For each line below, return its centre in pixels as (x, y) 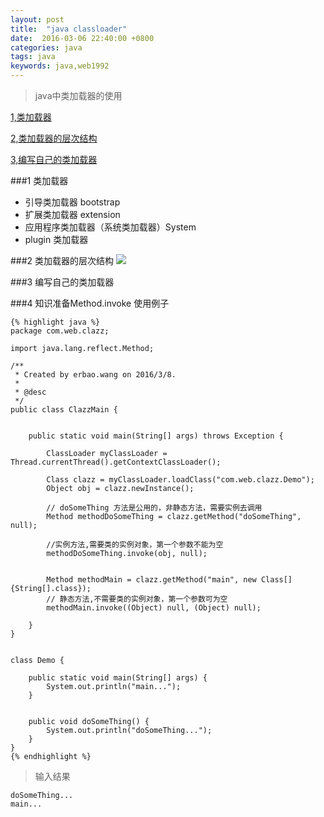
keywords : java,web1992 (60, 66)
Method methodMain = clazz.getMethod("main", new (151, 580)
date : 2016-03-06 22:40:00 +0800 (82, 38)
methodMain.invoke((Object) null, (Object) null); (154, 608)
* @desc (30, 392)
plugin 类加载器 (56, 239)
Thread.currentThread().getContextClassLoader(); (116, 462)
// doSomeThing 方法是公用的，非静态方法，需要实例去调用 (154, 508)
